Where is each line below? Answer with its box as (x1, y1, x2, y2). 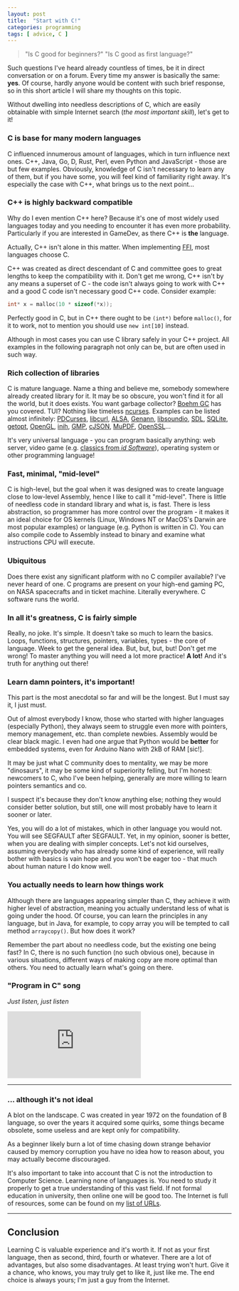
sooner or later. (7, 810, 52, 819)
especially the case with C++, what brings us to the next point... (7, 180, 194, 188)
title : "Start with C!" (7, 17, 81, 24)
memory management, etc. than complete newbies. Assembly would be (7, 730, 218, 738)
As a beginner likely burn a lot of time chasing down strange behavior (7, 1140, 211, 1148)
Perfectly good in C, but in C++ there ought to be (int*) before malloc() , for (7, 313, 232, 322)
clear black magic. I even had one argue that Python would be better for (7, 738, 219, 746)
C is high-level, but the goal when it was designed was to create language (7, 485, 224, 494)
